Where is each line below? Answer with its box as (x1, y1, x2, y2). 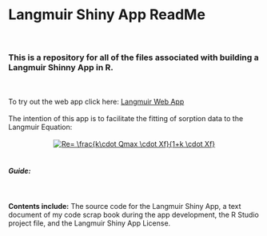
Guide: (8, 166, 31, 175)
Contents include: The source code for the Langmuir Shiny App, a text (8, 202, 241, 211)
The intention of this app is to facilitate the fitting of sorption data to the (8, 114, 244, 124)
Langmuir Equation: (8, 122, 73, 132)
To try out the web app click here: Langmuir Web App (8, 97, 185, 107)
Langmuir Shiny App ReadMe (8, 6, 206, 24)
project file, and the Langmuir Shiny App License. (8, 218, 171, 228)
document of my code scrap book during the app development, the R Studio (8, 210, 260, 220)
